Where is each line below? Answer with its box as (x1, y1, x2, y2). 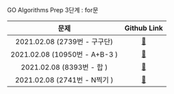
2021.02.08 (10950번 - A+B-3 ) (10, 50, 119, 59)
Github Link (124, 23, 163, 33)
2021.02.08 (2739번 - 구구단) (15, 37, 114, 46)
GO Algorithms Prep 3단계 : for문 (7, 6, 99, 14)
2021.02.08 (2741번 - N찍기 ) (14, 76, 114, 84)
